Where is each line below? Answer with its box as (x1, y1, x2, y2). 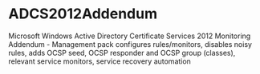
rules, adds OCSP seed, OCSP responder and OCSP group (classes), (8, 48, 236, 57)
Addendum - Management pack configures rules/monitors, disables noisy (8, 39, 253, 49)
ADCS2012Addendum (8, 5, 158, 23)
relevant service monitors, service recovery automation (8, 56, 191, 66)
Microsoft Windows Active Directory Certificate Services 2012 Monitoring (8, 31, 251, 41)
